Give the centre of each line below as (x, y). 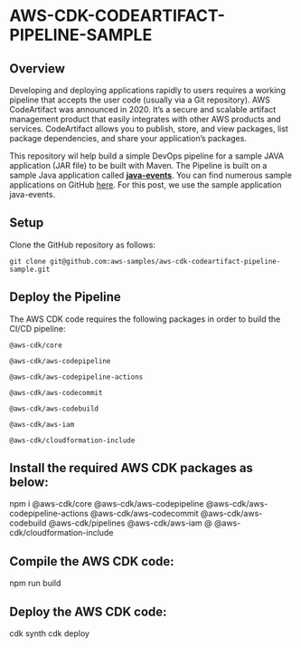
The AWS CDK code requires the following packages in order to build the (145, 319)
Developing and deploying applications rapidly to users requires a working (148, 90)
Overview (38, 68)
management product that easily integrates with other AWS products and (146, 119)
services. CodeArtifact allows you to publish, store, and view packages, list (149, 129)
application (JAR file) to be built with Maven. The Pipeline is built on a (138, 165)
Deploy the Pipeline (66, 297)
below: (29, 483)
